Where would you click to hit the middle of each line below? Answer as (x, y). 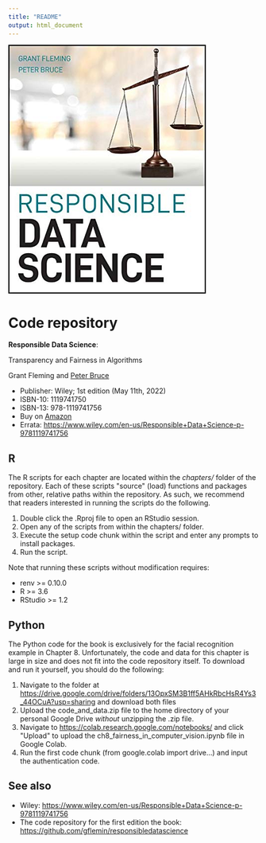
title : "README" (35, 17)
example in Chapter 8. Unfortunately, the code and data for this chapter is (129, 653)
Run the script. (44, 552)
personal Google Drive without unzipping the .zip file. (107, 719)
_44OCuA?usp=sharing (58, 702)
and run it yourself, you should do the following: (86, 669)
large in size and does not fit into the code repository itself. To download (127, 662)
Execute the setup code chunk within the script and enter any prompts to (139, 535)
